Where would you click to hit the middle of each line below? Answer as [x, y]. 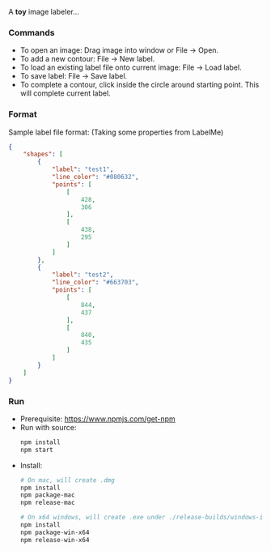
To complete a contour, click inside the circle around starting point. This [140, 85]
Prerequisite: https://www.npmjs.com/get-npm [97, 419]
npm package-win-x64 [55, 532]
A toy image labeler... [44, 12]
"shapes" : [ [43, 154]
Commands [32, 32]
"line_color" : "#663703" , [95, 283]
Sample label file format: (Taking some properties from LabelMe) [116, 132]
